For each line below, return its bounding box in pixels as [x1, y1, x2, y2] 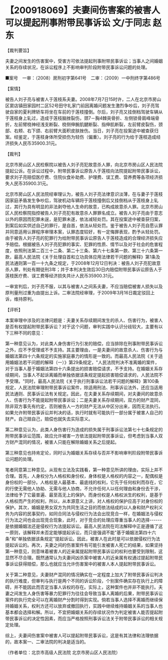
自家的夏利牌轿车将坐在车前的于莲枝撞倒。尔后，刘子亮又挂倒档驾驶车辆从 [9, 108, 163, 115]
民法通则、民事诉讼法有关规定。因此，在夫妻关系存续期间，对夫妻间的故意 [5, 390, 158, 397]
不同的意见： [18, 329, 45, 336]
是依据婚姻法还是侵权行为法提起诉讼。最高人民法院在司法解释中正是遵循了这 [5, 523, 163, 529]
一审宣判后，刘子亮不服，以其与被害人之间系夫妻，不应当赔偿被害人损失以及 [5, 283, 163, 289]
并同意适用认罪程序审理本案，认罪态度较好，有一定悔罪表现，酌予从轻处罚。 [5, 229, 163, 235]
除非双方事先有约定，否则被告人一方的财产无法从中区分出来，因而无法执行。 [5, 403, 163, 409]
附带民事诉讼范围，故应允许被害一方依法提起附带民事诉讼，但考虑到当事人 [5, 432, 158, 438]
